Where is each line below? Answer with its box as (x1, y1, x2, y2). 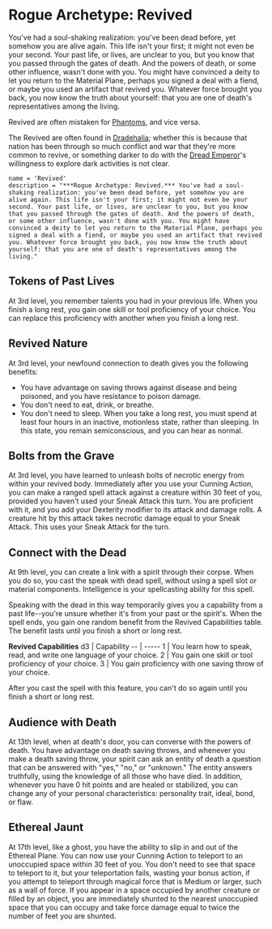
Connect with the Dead (8, 546, 127, 559)
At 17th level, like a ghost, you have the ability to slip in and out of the (8, 841, 239, 852)
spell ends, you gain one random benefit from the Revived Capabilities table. (8, 618, 263, 627)
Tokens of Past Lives (8, 274, 115, 289)
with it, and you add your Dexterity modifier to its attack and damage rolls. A (8, 505, 262, 515)
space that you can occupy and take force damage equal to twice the (8, 902, 240, 912)
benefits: (8, 366, 38, 376)
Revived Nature (8, 336, 88, 350)
